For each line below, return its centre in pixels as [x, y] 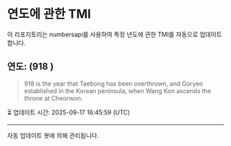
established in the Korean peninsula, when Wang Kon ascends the [118, 90]
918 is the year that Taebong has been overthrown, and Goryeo [113, 84]
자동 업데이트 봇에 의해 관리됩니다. [53, 135]
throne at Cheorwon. [53, 98]
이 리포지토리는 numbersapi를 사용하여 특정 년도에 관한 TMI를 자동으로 [103, 34]
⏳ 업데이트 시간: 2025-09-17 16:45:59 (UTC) [69, 112]
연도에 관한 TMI [49, 14]
